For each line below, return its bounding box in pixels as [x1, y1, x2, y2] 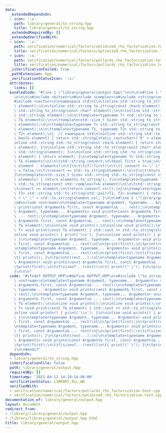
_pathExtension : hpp [9, 72, 52, 77]
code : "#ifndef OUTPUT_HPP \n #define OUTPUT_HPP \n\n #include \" [9, 274, 142, 278]
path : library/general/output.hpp [9, 365, 81, 370]
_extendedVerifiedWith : [9, 35, 58, 40]
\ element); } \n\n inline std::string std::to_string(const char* [14, 145, 152, 150]
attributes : [9, 80, 35, 85]
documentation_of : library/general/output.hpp [5, 397, 103, 402]
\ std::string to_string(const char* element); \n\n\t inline [14, 108, 140, 114]
